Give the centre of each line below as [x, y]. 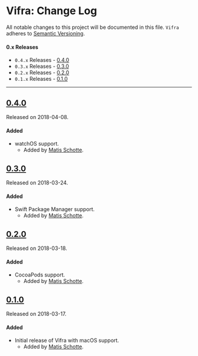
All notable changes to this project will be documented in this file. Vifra [93, 27]
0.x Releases [22, 47]
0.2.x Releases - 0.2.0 [42, 72]
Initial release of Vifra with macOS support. [67, 341]
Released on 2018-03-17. [36, 314]
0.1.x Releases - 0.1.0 [41, 79]
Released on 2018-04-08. [37, 117]
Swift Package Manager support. [55, 209]
